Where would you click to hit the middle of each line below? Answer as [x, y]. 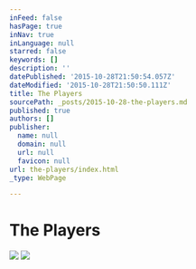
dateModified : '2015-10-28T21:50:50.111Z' [90, 85]
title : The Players [46, 93]
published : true [40, 110]
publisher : [30, 128]
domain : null [42, 144]
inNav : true [32, 34]
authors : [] [32, 119]
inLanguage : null [42, 43]
